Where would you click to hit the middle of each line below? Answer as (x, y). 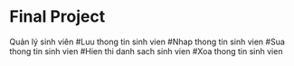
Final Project (57, 17)
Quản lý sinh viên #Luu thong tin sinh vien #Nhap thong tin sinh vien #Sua (147, 42)
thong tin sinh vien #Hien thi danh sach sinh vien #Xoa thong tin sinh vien (146, 51)
